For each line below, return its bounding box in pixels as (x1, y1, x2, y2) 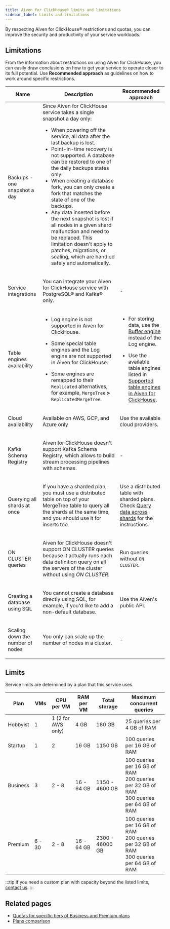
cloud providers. (119, 421, 158, 428)
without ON (119, 555, 144, 562)
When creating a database (51, 177, 114, 184)
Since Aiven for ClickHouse (42, 102, 108, 109)
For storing (128, 315, 154, 322)
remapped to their (51, 377, 94, 384)
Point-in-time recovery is (51, 145, 112, 152)
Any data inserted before (51, 209, 110, 216)
